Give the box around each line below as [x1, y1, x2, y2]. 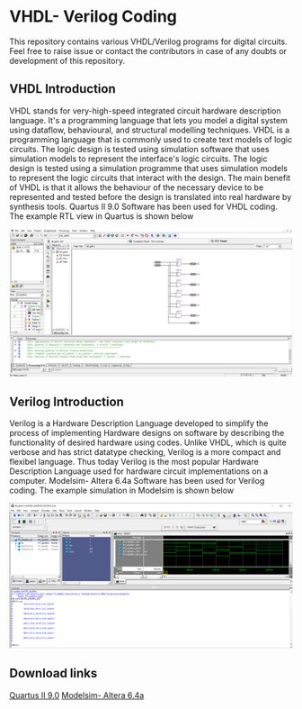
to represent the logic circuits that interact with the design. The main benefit [9, 172, 291, 183]
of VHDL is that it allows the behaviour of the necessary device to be [9, 182, 264, 193]
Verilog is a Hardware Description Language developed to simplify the [9, 418, 269, 429]
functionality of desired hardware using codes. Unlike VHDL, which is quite [9, 437, 287, 448]
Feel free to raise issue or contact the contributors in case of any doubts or [9, 45, 288, 56]
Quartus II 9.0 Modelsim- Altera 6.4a [9, 689, 145, 700]
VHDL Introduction [9, 81, 116, 96]
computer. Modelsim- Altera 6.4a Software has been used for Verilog [9, 476, 265, 486]
